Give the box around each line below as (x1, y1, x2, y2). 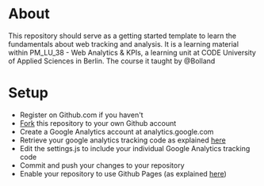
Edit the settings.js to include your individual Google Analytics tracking (19, 143, 251, 153)
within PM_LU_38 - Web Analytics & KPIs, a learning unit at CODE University (8, 47, 256, 57)
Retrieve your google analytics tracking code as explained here (19, 135, 226, 145)
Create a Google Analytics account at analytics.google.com (19, 127, 214, 136)
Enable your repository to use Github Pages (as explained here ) (19, 169, 228, 178)
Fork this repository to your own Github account (19, 118, 177, 127)
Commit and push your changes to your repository (19, 160, 185, 170)
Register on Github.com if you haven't (19, 110, 144, 120)
